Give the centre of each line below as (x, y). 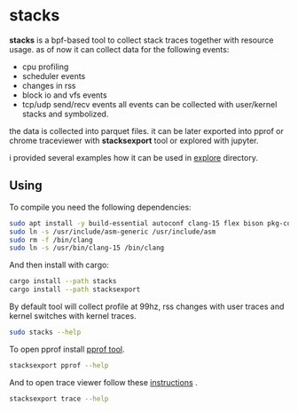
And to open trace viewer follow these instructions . (103, 382)
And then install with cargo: (59, 265)
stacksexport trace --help (59, 399)
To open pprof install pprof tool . (67, 349)
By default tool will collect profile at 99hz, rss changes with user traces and (147, 306)
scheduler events (54, 75)
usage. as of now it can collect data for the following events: (119, 49)
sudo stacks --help (45, 332)
